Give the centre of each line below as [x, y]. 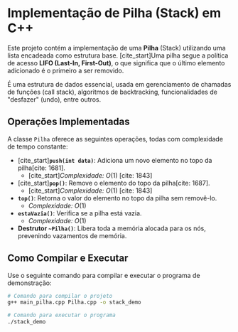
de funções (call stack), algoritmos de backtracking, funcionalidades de [113, 92]
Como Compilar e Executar [68, 258]
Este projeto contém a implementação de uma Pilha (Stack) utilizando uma [117, 48]
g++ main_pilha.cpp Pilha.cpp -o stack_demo [74, 302]
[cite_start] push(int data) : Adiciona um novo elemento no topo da [115, 160]
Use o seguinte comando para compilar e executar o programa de [104, 275]
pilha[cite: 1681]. [42, 168]
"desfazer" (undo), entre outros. [54, 99]
